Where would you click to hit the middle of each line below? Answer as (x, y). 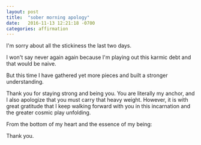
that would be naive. (31, 64)
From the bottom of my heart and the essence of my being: (79, 125)
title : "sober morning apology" (48, 17)
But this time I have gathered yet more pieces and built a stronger (87, 75)
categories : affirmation (37, 29)
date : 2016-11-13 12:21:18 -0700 (51, 23)
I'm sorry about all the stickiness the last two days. (69, 46)
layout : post (22, 12)
